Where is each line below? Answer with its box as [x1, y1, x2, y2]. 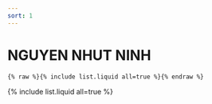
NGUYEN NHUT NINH [7, 46, 151, 64]
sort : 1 [7, 11, 33, 20]
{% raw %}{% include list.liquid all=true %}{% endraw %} [7, 73, 204, 81]
